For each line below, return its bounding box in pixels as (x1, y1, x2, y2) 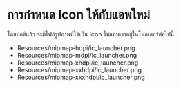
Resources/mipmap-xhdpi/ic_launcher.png (17, 58, 139, 67)
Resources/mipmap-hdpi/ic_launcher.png (17, 43, 136, 52)
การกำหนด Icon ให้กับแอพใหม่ (7, 7, 151, 23)
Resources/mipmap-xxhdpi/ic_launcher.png (17, 65, 142, 74)
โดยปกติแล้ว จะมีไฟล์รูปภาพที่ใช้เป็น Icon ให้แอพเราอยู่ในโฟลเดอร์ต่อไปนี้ (7, 30, 175, 38)
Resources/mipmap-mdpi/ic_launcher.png (17, 51, 137, 59)
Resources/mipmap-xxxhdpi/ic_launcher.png (17, 73, 145, 81)
